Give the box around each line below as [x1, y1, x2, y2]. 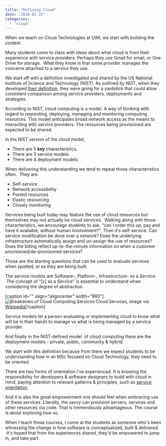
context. [5, 40, 22, 46]
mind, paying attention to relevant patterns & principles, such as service [5, 379, 152, 385]
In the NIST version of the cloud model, [5, 136, 85, 142]
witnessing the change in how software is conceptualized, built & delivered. [5, 425, 160, 431]
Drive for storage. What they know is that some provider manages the [5, 60, 149, 66]
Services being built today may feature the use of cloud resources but [5, 212, 148, 218]
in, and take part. [5, 435, 40, 442]
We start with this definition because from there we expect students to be [5, 348, 155, 355]
